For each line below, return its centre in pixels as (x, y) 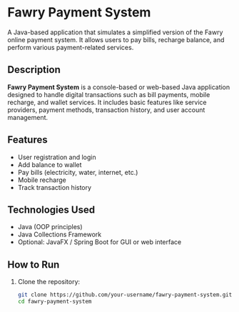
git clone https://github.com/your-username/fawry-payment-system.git (125, 295)
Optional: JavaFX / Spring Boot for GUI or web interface (100, 242)
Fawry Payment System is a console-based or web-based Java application (119, 87)
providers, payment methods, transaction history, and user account (106, 110)
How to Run (34, 265)
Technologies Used (51, 210)
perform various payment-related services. (71, 47)
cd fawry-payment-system (55, 302)
